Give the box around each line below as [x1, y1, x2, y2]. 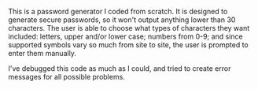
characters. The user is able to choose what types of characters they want [8, 24, 250, 32]
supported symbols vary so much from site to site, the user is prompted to [8, 40, 249, 50]
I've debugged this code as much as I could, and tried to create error [8, 64, 231, 73]
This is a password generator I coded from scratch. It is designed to [8, 7, 228, 16]
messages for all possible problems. [8, 72, 126, 81]
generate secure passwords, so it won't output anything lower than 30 [8, 15, 236, 24]
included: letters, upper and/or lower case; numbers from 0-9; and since [8, 32, 243, 41]
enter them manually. [8, 49, 77, 57]
